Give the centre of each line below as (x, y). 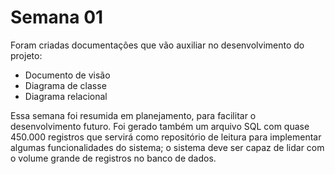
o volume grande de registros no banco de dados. (113, 158)
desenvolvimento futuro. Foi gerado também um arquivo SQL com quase (160, 126)
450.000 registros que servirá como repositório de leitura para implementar (166, 137)
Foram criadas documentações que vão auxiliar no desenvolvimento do (157, 45)
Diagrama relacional (66, 96)
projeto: (26, 55)
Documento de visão (67, 75)
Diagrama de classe (65, 85)
